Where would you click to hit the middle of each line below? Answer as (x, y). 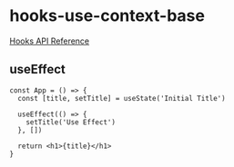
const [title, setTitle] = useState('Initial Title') (122, 98)
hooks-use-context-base (107, 16)
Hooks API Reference (50, 41)
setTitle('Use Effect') (71, 122)
